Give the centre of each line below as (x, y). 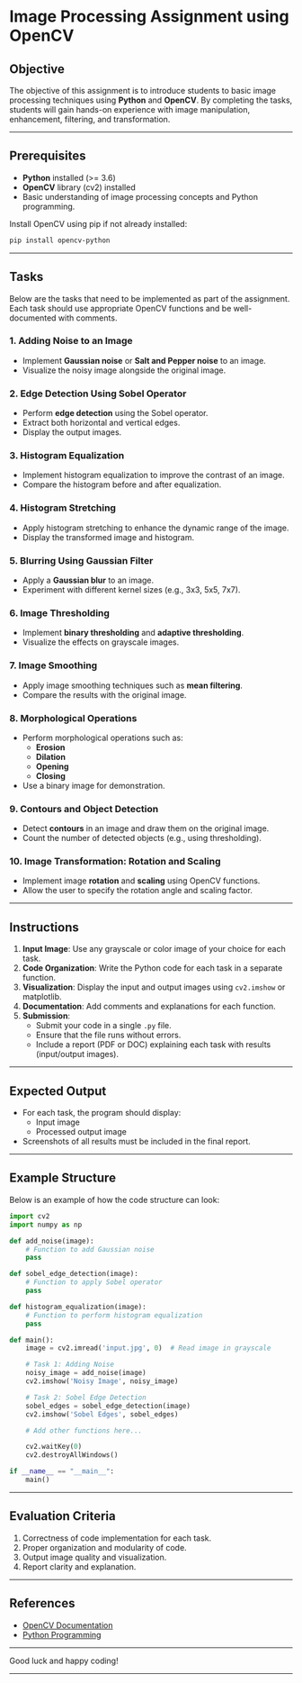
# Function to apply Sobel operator (94, 1282)
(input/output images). (77, 1054)
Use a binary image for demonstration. (93, 785)
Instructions (44, 927)
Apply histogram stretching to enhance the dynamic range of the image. (155, 528)
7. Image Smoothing (53, 665)
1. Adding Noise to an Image (71, 341)
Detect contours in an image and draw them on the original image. (146, 828)
